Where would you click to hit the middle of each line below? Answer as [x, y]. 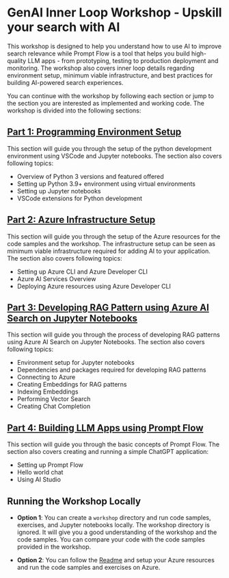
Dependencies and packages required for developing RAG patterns [111, 370]
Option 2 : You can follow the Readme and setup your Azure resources [116, 560]
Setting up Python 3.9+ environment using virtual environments [106, 184]
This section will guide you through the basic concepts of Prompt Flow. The [113, 444]
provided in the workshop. [54, 547]
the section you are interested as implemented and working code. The [106, 103]
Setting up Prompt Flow [50, 465]
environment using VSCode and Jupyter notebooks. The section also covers [114, 156]
